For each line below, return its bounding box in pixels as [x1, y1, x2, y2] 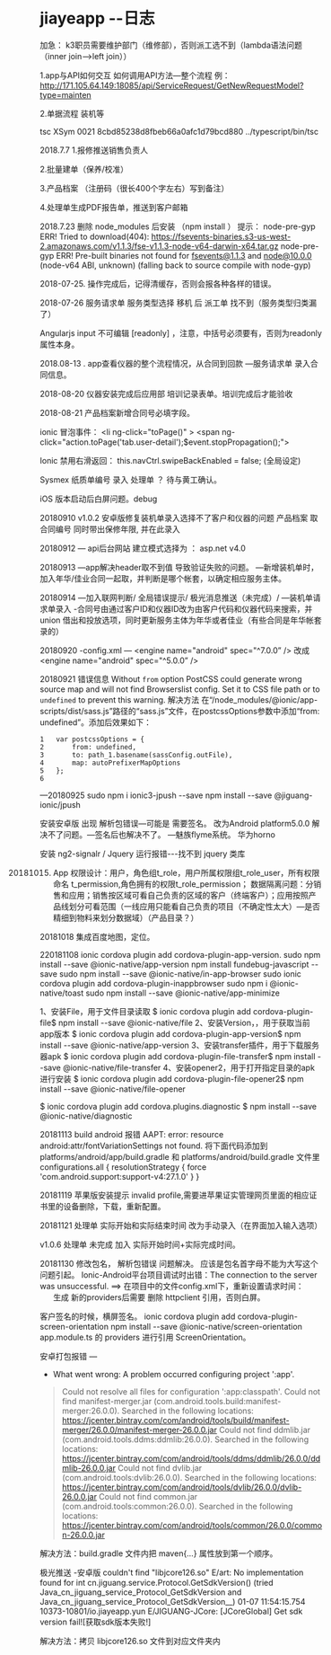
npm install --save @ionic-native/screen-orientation [110, 1321, 302, 1332]
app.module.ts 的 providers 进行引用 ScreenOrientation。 [39, 1332, 251, 1342]
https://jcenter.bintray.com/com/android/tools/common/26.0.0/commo [61, 1519, 323, 1530]
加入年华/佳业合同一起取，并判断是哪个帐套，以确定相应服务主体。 [39, 572, 287, 584]
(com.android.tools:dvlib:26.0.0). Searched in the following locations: [61, 1472, 318, 1482]
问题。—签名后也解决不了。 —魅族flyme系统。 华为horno [63, 828, 275, 840]
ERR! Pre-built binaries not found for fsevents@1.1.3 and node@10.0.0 [56, 250, 312, 261]
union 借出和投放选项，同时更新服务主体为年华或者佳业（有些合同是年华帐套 [39, 615, 322, 625]
